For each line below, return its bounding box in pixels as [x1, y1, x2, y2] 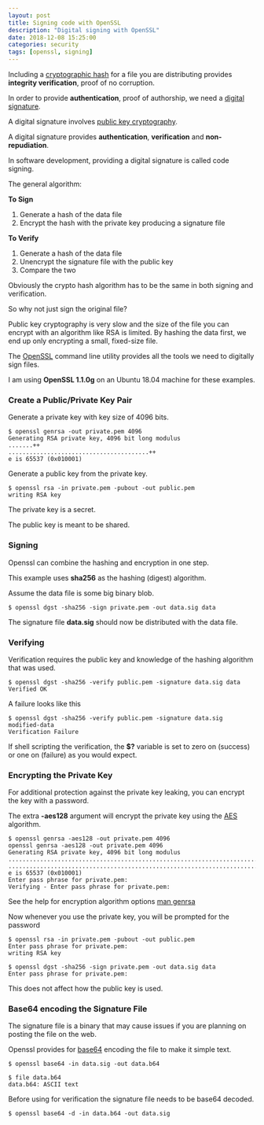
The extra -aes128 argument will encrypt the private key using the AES [8, 811, 238, 821]
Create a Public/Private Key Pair [8, 394, 133, 405]
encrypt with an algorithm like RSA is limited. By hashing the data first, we [8, 328, 247, 337]
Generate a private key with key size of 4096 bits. [8, 412, 169, 422]
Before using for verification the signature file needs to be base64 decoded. [8, 1094, 255, 1104]
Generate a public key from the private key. [8, 469, 148, 478]
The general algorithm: [8, 179, 82, 189]
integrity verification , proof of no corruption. [8, 78, 155, 87]
